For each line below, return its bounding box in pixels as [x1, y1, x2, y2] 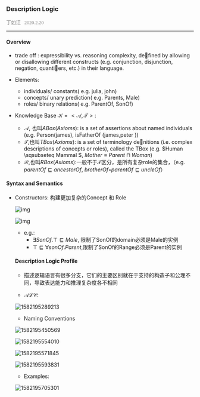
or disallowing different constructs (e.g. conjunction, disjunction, [14, 58, 173, 65]
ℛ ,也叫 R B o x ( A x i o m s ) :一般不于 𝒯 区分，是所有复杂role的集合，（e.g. [23, 158, 186, 165]
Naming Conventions [23, 315, 76, 322]
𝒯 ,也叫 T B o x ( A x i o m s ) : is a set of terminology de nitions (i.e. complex [23, 138, 193, 145]
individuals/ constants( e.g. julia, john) [23, 87, 117, 94]
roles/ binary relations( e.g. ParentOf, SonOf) [23, 100, 134, 107]
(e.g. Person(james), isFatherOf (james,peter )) [23, 131, 139, 139]
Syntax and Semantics [6, 180, 64, 187]
